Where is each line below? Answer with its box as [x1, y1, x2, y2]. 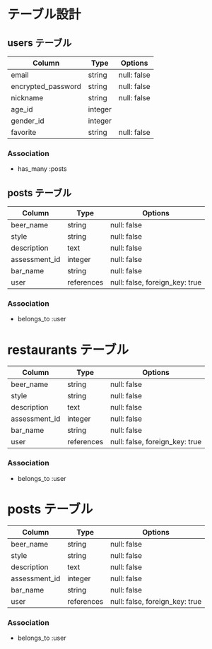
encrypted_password [11, 82, 81, 91]
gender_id [11, 116, 45, 126]
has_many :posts [17, 165, 67, 173]
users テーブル [7, 37, 72, 49]
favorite [11, 128, 37, 137]
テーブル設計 [7, 6, 81, 23]
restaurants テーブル [7, 342, 129, 357]
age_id [11, 105, 33, 114]
